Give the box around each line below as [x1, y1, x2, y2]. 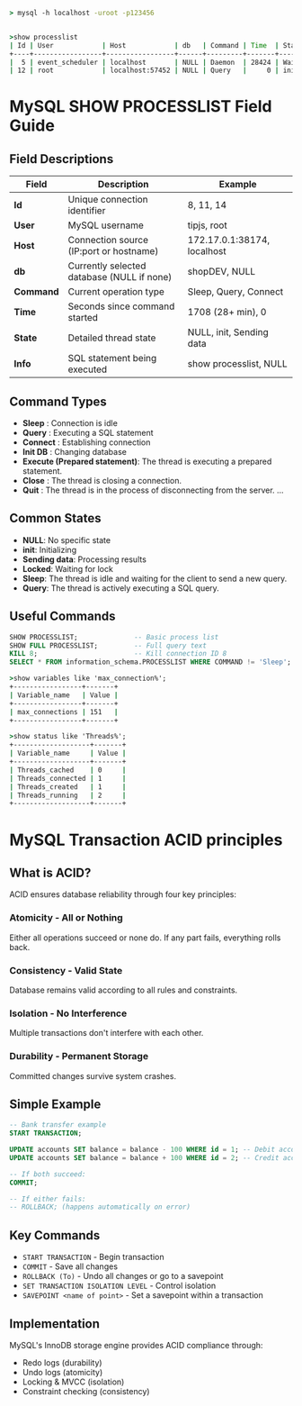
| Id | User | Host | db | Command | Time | [9, 41, 280, 50]
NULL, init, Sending [187, 326, 270, 339]
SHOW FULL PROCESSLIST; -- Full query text [9, 640, 207, 650]
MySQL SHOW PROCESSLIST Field [9, 96, 272, 117]
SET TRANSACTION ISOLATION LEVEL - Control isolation [22, 1280, 217, 1292]
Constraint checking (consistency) [22, 1385, 150, 1396]
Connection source [67, 234, 149, 247]
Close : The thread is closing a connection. [22, 476, 182, 486]
